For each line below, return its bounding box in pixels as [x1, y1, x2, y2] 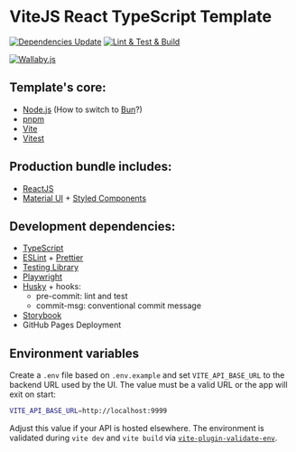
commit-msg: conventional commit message [35, 300, 201, 311]
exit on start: [9, 389, 57, 400]
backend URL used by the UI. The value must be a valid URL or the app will [9, 380, 288, 391]
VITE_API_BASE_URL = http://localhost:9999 [9, 407, 168, 416]
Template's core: [9, 80, 106, 96]
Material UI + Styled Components [22, 193, 147, 203]
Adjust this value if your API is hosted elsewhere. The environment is [9, 423, 264, 434]
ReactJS [22, 183, 54, 193]
